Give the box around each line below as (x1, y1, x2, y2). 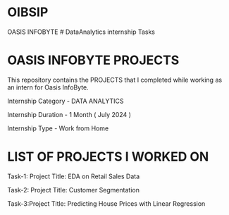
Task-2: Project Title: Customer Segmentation (7, 185, 140, 194)
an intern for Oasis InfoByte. (7, 82, 89, 92)
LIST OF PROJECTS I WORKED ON (7, 149, 209, 165)
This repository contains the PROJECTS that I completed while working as (7, 75, 223, 84)
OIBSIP (7, 4, 49, 20)
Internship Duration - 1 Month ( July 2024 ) (7, 110, 132, 118)
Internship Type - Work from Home (7, 124, 109, 133)
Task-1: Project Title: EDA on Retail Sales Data (7, 172, 140, 180)
